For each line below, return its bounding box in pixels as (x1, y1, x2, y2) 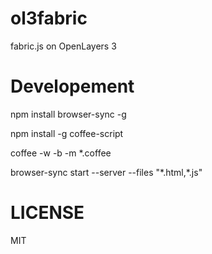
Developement (10, 75, 135, 98)
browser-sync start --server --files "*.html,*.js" (10, 166, 203, 178)
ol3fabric (10, 7, 88, 30)
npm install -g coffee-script (10, 127, 124, 139)
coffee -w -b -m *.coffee (10, 147, 112, 159)
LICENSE (10, 202, 85, 224)
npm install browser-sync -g (10, 108, 127, 120)
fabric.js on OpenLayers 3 (10, 40, 117, 52)
